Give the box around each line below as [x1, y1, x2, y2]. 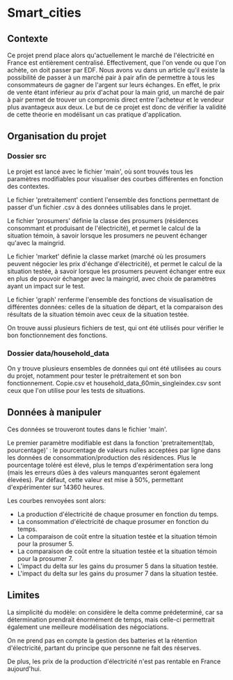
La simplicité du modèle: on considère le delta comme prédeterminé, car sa [7, 608, 224, 616]
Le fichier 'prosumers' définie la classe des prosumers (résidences [7, 216, 199, 224]
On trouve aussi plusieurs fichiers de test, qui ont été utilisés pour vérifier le [7, 323, 224, 332]
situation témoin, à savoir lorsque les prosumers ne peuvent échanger [7, 231, 207, 240]
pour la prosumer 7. [17, 554, 73, 562]
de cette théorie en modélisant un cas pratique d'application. [7, 110, 182, 118]
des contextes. [7, 182, 50, 190]
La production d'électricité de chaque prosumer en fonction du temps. [17, 510, 219, 518]
